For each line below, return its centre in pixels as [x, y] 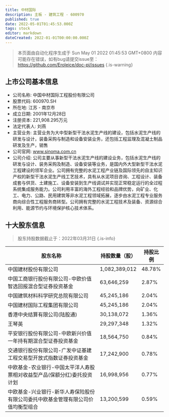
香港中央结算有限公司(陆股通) [43, 315]
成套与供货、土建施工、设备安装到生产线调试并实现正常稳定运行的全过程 [87, 183]
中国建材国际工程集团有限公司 [43, 305]
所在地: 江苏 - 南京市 [34, 107]
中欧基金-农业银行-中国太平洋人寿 [49, 367]
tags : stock [18, 29]
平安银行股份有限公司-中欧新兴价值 [50, 333]
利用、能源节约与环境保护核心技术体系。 [54, 208]
